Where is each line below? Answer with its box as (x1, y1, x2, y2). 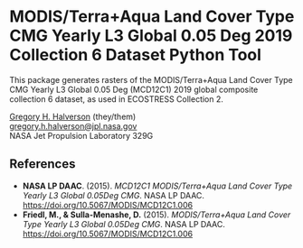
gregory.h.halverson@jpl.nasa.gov (9, 120, 137, 132)
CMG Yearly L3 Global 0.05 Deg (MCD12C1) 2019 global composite (9, 84, 259, 95)
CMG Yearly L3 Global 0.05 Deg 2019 (9, 25, 293, 46)
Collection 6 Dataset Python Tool (9, 45, 262, 65)
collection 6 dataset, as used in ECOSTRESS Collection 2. (9, 93, 224, 105)
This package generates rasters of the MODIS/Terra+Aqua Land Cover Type (9, 74, 293, 85)
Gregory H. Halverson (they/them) (9, 111, 137, 122)
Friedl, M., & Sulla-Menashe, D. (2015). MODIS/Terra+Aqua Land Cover (22, 209, 291, 220)
